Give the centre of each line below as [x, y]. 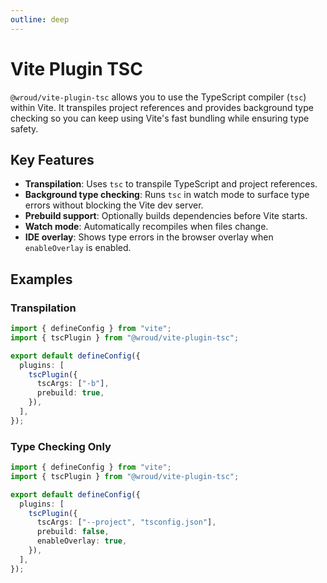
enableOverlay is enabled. [78, 248]
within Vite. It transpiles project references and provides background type [162, 107]
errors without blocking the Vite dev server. [114, 205]
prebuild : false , [73, 532]
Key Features [52, 159]
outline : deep [40, 19]
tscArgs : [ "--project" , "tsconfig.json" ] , [126, 522]
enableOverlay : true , [82, 541]
